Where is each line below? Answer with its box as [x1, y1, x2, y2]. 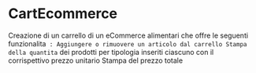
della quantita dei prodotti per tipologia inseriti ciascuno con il [8, 47, 214, 57]
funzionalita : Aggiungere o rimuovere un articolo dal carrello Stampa [8, 38, 247, 48]
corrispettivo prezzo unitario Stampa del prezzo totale [8, 56, 184, 65]
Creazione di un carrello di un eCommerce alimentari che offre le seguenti [8, 31, 249, 40]
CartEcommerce [8, 5, 118, 23]
